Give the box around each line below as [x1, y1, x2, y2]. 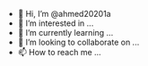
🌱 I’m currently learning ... [17, 28, 114, 37]
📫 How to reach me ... [17, 47, 101, 57]
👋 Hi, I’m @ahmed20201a [17, 9, 111, 19]
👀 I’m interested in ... [17, 18, 94, 29]
